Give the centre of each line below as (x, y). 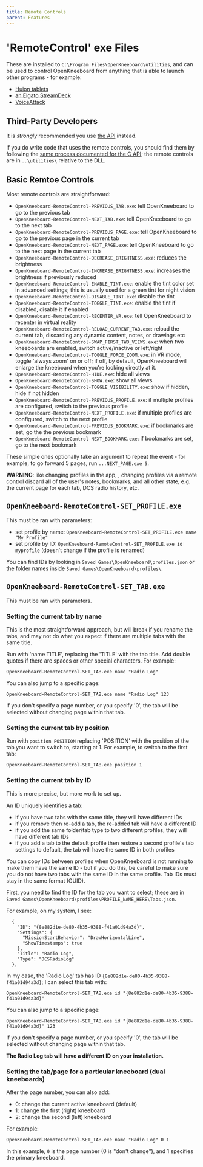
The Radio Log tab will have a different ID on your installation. (85, 1056)
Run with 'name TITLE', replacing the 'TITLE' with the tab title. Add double (98, 654)
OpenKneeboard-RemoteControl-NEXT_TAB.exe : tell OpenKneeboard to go (103, 219)
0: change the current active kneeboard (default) (76, 1104)
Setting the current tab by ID (49, 780)
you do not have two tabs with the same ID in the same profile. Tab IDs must (101, 874)
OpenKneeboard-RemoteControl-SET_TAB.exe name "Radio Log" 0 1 (88, 1140)
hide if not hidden (37, 393)
